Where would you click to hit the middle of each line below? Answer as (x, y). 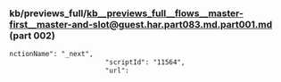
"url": (117, 71)
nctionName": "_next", (51, 54)
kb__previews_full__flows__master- (165, 13)
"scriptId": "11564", (145, 62)
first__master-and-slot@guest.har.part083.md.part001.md (141, 24)
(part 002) (32, 36)
